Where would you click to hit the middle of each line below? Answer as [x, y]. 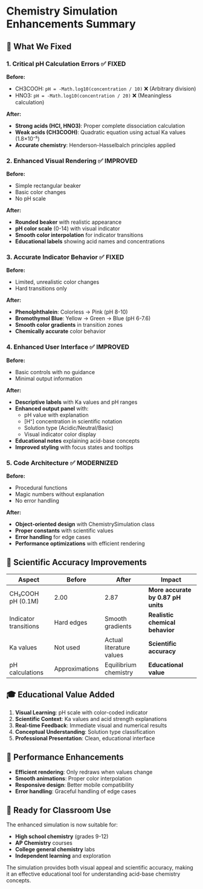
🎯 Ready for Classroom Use [59, 810]
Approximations [76, 668]
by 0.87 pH [165, 597]
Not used [67, 647]
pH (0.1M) [24, 601]
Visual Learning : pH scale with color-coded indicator [81, 712]
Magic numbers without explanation [60, 494]
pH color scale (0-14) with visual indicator [67, 229]
